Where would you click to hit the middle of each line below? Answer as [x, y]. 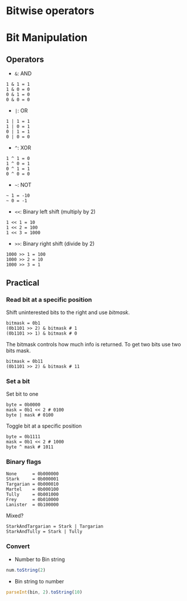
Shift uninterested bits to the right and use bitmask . [68, 312]
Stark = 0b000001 [33, 479]
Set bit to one [22, 394]
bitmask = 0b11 [25, 361]
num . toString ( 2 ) [26, 570]
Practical [23, 283]
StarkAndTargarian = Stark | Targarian [55, 527]
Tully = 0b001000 [33, 495]
